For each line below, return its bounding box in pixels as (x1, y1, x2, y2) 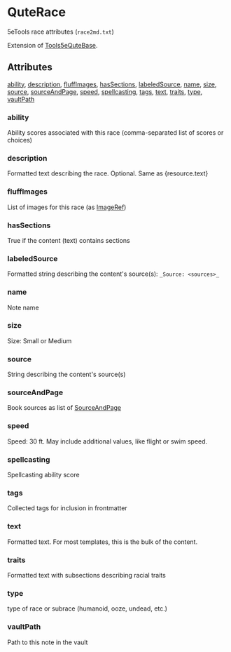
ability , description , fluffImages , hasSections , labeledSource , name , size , (7, 80, 217, 88)
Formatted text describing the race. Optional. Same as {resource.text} (7, 169, 209, 178)
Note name (7, 303, 40, 312)
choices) (7, 136, 33, 145)
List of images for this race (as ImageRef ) (7, 203, 127, 211)
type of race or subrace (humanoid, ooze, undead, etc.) (7, 604, 168, 613)
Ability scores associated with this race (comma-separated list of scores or (7, 128, 224, 137)
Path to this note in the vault (7, 638, 88, 646)
